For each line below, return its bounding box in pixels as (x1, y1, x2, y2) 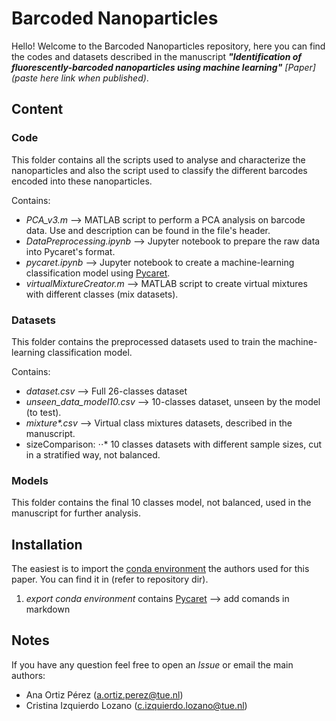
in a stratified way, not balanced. (25, 448, 161, 461)
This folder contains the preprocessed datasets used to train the (11, 335, 276, 347)
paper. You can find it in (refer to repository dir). (11, 573, 209, 586)
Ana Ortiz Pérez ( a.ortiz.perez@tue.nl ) (25, 688, 184, 701)
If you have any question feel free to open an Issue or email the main (11, 658, 294, 671)
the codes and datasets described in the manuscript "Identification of (11, 50, 303, 62)
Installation (11, 536, 83, 553)
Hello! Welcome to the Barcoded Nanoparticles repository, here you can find (11, 40, 326, 52)
